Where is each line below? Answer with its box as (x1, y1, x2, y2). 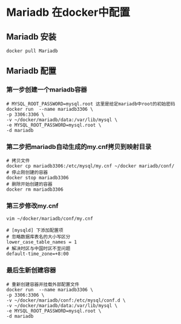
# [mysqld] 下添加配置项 (6, 228, 64, 234)
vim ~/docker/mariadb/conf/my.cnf (6, 216, 94, 222)
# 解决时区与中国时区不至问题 (6, 246, 71, 252)
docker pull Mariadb (6, 48, 59, 54)
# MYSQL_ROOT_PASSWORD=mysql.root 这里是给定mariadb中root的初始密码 (6, 101, 176, 107)
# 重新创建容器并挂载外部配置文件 (6, 281, 80, 288)
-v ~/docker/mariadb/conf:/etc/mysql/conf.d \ (6, 297, 126, 303)
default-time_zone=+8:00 (6, 251, 69, 257)
